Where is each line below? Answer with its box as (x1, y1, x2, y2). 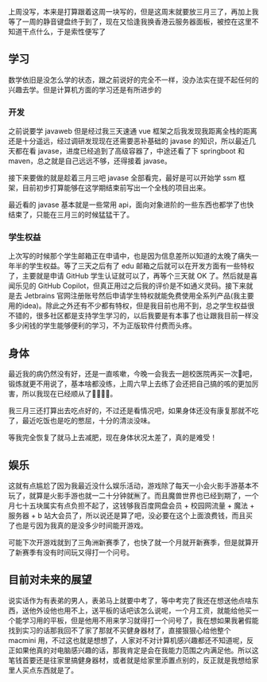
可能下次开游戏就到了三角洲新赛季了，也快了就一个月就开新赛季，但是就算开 (8, 538, 259, 548)
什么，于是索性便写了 (35, 27, 106, 36)
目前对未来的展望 (8, 573, 92, 587)
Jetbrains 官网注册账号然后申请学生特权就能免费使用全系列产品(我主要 (23, 291, 254, 301)
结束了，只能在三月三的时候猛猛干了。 (8, 210, 133, 220)
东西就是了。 (35, 665, 78, 675)
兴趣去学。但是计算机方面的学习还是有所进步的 (8, 84, 161, 94)
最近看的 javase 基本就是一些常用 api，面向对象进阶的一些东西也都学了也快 (8, 200, 254, 209)
